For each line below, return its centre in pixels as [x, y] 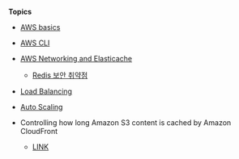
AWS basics [40, 27]
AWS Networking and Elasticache [76, 59]
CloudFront [39, 131]
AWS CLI [35, 43]
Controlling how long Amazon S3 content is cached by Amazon [126, 123]
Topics [20, 12]
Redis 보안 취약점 [60, 75]
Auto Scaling [41, 107]
